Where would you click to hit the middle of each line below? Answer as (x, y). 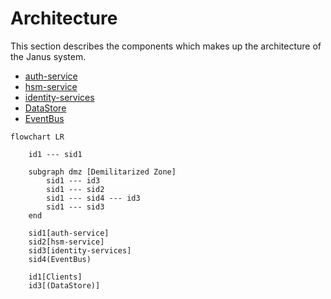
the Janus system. (48, 56)
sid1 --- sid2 (75, 189)
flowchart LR (37, 137)
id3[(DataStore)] (64, 285)
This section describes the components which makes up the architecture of (166, 46)
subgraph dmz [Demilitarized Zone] (102, 172)
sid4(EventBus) (60, 259)
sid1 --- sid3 (75, 207)
